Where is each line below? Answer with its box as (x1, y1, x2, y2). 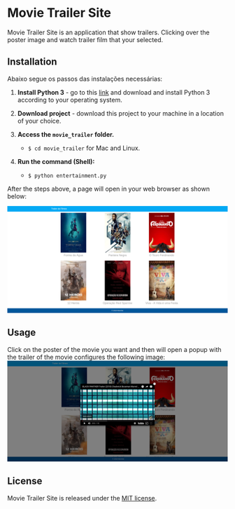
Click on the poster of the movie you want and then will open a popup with (7, 345, 222, 353)
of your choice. (17, 116, 62, 125)
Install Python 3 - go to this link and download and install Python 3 (17, 88, 211, 96)
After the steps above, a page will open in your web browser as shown (7, 184, 210, 193)
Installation (7, 56, 57, 68)
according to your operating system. (17, 95, 122, 104)
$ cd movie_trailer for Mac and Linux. (27, 144, 141, 152)
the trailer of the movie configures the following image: (7, 353, 166, 361)
